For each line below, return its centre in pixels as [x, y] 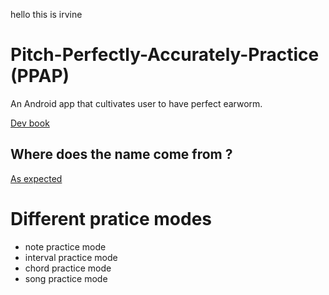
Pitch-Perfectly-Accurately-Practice [165, 55]
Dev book [30, 123]
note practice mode [65, 246]
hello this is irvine [46, 14]
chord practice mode [68, 268]
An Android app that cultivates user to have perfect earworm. [136, 103]
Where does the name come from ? [121, 154]
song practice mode [66, 278]
